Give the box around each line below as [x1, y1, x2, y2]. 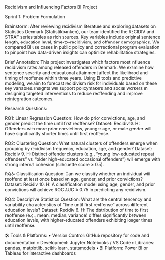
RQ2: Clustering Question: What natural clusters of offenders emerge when [5, 140, 158, 146]
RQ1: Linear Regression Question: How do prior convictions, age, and [5, 115, 145, 121]
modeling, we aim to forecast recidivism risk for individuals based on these [5, 80, 157, 86]
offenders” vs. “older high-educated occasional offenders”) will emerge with [5, 156, 160, 162]
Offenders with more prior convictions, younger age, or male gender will [5, 126, 152, 131]
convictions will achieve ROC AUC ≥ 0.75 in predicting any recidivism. [5, 187, 147, 192]
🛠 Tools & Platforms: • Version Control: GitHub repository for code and [5, 232, 149, 238]
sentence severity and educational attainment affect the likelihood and [5, 70, 148, 76]
